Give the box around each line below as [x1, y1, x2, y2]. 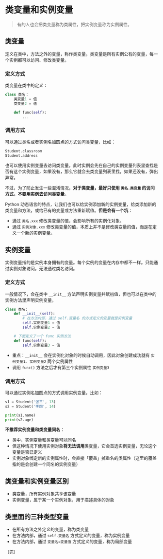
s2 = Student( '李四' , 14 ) [5, 404, 56, 409]
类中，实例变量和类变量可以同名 [12, 437, 76, 443]
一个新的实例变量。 [16, 230, 55, 236]
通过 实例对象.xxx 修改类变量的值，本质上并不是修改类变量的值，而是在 [12, 224, 153, 230]
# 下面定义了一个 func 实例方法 [14, 334, 71, 338]
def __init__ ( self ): [14, 311, 55, 317]
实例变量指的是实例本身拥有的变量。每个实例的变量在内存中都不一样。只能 [5, 260, 154, 265]
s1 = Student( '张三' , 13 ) [5, 399, 56, 404]
